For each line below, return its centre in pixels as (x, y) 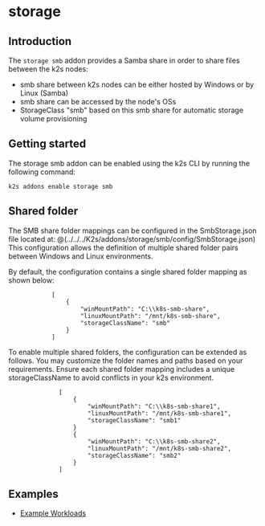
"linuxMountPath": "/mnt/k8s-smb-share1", (159, 413)
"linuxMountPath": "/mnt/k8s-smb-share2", (159, 448)
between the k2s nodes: (48, 69)
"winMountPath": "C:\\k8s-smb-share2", (154, 441)
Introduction (40, 41)
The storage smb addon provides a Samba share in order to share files (124, 60)
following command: (42, 172)
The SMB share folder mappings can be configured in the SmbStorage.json (132, 230)
